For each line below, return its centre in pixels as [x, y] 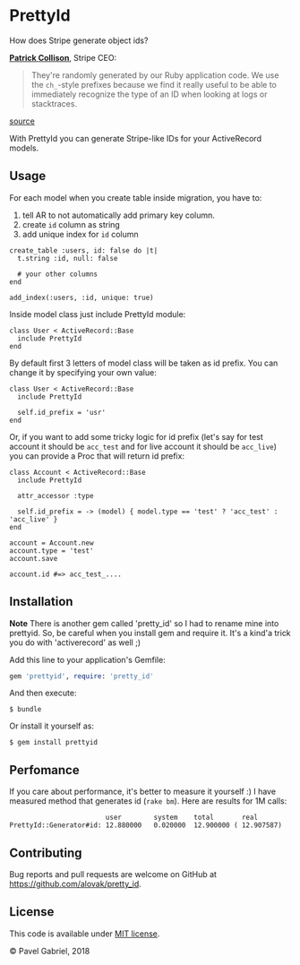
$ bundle [26, 710]
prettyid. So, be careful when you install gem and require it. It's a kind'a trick [150, 633]
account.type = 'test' [51, 551]
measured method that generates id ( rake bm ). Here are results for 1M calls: [148, 801]
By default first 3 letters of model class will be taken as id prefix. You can [144, 363]
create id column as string [71, 224]
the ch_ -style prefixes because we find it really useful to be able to [154, 84]
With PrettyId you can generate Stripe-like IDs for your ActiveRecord [136, 138]
